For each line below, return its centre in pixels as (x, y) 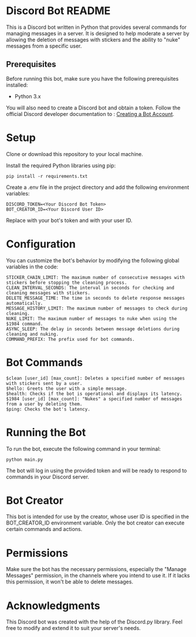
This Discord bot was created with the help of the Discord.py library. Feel (94, 622)
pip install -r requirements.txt (47, 176)
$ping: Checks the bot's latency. (48, 409)
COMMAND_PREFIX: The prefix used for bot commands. (70, 339)
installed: (17, 85)
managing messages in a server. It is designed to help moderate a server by (98, 33)
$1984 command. (25, 324)
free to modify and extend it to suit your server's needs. (73, 628)
